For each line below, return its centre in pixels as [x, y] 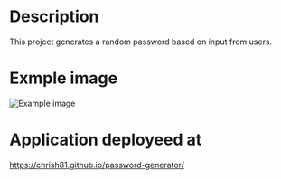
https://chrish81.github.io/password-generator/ [97, 165]
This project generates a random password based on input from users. [141, 42]
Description [54, 17]
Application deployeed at [106, 140]
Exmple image [64, 78]
